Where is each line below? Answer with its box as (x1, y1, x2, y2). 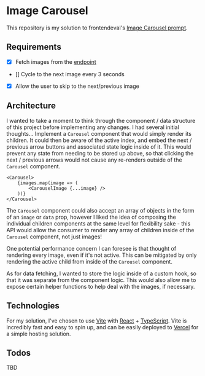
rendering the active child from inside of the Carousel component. (6, 257, 173, 265)
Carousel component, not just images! (6, 233, 102, 240)
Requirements (6, 42, 61, 52)
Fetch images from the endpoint (15, 58, 96, 65)
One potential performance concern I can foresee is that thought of (6, 245, 177, 252)
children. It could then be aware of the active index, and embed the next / (6, 136, 192, 144)
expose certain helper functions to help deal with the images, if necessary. (6, 283, 195, 290)
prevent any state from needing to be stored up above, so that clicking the (6, 149, 194, 157)
